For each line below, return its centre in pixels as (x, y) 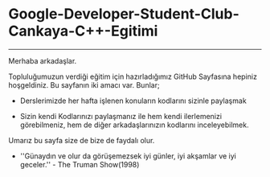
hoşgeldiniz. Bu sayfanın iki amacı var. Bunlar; (84, 84)
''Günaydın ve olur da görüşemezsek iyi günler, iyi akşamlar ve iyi (128, 156)
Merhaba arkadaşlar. (43, 60)
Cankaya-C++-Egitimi (83, 31)
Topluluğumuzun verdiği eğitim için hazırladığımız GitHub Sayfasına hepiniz (133, 76)
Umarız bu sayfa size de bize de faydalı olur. (82, 140)
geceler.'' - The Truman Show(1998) (80, 164)
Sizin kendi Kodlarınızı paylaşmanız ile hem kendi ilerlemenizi (121, 116)
